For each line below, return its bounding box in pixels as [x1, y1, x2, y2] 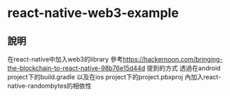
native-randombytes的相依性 [7, 81, 92, 90]
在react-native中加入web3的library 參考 [7, 55, 124, 63]
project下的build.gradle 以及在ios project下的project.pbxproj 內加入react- [7, 73, 221, 81]
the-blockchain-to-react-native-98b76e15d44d [7, 64, 146, 72]
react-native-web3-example [7, 5, 179, 21]
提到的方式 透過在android [146, 64, 221, 72]
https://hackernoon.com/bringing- [123, 55, 223, 63]
